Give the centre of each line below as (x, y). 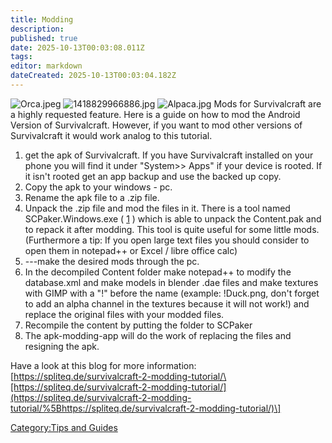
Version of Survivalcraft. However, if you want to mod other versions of (156, 125)
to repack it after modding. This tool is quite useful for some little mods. (172, 229)
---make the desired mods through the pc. (112, 261)
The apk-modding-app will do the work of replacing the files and (158, 335)
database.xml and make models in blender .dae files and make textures (171, 282)
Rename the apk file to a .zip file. (92, 197)
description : (37, 29)
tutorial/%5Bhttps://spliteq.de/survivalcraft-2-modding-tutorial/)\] (146, 408)
